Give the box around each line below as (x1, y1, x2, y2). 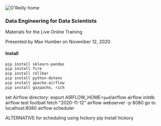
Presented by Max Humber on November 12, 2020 (5, 38, 111, 45)
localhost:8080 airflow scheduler (5, 105, 75, 111)
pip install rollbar (5, 71, 49, 76)
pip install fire (5, 66, 42, 71)
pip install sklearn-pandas (5, 61, 65, 67)
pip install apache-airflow (5, 80, 65, 86)
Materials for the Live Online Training (5, 29, 83, 35)
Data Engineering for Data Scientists (5, 17, 97, 24)
